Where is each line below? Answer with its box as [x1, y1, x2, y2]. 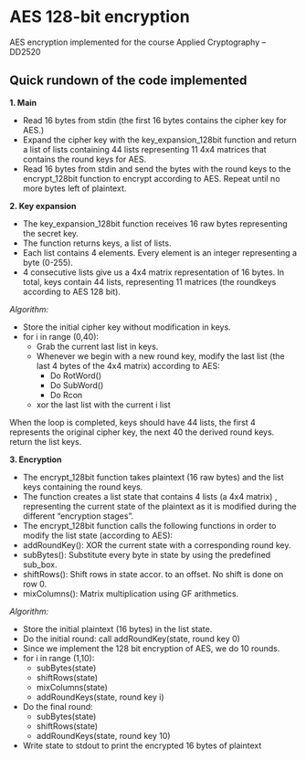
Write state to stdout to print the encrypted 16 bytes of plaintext [22, 740, 262, 751]
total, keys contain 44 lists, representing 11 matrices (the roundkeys [22, 276, 277, 287]
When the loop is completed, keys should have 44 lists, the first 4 [9, 417, 256, 427]
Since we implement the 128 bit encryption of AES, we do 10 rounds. [22, 642, 280, 654]
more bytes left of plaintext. [22, 183, 127, 194]
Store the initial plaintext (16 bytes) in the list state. [22, 623, 213, 634]
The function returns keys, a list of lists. [22, 237, 172, 248]
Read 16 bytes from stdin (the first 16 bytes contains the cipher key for [22, 114, 288, 125]
